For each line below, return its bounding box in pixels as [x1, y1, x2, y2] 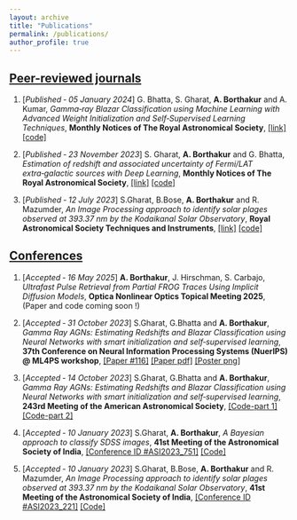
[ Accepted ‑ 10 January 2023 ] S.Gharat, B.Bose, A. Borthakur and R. [21, 463, 275, 474]
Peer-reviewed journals [9, 70, 142, 85]
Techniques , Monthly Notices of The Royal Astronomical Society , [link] [21, 122, 286, 133]
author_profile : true [9, 37, 90, 47]
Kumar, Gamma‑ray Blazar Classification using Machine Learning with [21, 104, 280, 114]
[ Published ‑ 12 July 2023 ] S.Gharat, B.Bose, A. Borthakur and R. [21, 194, 260, 205]
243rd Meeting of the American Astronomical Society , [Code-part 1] [21, 400, 277, 411]
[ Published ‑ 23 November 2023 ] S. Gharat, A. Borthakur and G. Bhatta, [21, 149, 285, 160]
